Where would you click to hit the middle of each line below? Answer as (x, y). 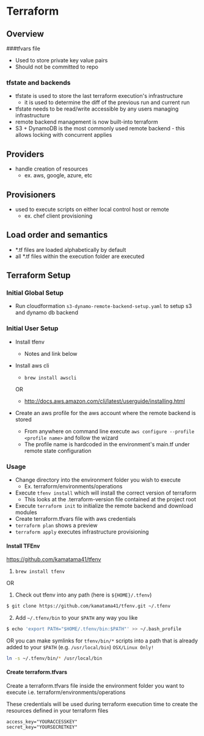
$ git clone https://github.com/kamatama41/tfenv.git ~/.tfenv (89, 606)
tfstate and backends (38, 83)
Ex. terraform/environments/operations (73, 487)
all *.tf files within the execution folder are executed (80, 256)
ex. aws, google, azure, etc (58, 175)
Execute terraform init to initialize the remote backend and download (104, 506)
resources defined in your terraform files (57, 711)
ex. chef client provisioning (58, 216)
